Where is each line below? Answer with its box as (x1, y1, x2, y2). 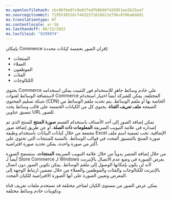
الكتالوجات (13, 77, 34, 83)
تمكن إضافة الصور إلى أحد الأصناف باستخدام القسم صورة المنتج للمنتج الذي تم (6, 119, 155, 125)
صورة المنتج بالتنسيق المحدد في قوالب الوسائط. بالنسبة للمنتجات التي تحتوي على (6, 135, 161, 141)
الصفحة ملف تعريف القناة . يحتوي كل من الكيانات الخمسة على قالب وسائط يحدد (6, 104, 157, 109)
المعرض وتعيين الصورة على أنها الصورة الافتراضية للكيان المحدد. (6, 172, 127, 178)
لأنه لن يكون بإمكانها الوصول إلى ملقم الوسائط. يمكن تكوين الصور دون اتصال (6, 162, 152, 167)
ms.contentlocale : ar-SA (6, 22, 59, 27)
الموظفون (13, 66, 33, 72)
